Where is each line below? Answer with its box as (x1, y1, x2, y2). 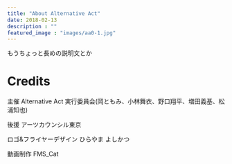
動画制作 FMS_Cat (7, 150, 59, 158)
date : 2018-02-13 (7, 17, 57, 23)
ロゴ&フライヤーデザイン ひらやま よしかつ (7, 135, 130, 143)
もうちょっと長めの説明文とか (7, 49, 92, 57)
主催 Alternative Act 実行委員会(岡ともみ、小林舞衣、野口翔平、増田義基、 (7, 97, 220, 105)
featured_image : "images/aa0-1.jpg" (7, 29, 116, 37)
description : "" (7, 23, 57, 30)
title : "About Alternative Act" (7, 10, 100, 17)
